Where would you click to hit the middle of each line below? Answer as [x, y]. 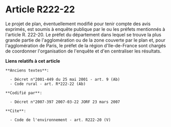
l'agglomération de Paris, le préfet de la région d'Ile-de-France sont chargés [86, 45]
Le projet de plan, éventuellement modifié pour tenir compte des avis [78, 24]
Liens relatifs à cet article [33, 61]
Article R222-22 [40, 10]
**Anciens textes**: [27, 70]
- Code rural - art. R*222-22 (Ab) [48, 84]
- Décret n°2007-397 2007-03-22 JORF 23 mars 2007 [65, 102]
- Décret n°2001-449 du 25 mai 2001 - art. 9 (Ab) [65, 79]
